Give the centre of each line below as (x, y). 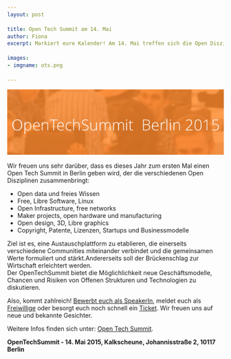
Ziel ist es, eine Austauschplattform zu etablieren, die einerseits (97, 243)
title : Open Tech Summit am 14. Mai (59, 29)
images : (18, 58)
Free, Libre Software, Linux (55, 201)
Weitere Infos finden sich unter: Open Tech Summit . (80, 328)
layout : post (26, 14)
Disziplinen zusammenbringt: (48, 180)
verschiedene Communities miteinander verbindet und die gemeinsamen (110, 250)
